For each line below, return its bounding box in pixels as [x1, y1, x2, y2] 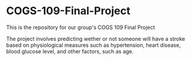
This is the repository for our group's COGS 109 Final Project [6, 24, 155, 31]
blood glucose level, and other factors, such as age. [6, 47, 134, 54]
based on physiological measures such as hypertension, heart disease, [6, 41, 181, 49]
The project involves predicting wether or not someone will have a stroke [6, 35, 186, 42]
